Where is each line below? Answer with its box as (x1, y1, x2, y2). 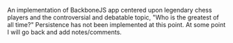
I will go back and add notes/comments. (7, 28, 122, 36)
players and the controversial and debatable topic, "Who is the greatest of (7, 13, 219, 21)
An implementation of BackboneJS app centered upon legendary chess (7, 6, 212, 14)
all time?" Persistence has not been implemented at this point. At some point (7, 21, 226, 28)
